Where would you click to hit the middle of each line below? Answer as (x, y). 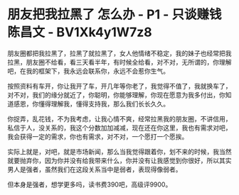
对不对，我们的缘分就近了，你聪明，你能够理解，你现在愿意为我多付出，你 (116, 95)
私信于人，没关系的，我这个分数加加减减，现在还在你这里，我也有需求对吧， (119, 128)
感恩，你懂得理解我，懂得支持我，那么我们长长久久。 (91, 104)
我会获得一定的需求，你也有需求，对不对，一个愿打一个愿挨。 (98, 136)
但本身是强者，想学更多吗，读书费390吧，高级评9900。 (90, 184)
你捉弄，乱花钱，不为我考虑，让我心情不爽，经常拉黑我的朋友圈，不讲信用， (119, 118)
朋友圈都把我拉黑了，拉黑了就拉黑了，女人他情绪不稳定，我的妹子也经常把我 (119, 53)
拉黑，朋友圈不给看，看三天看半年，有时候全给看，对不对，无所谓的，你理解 (119, 62)
